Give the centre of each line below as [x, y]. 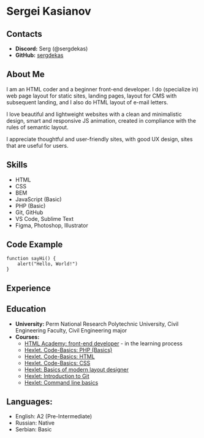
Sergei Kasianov [49, 11]
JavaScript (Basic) [38, 199]
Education [26, 309]
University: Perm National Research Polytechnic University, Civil [97, 324]
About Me [25, 75]
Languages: [30, 402]
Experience [28, 288]
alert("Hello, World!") [48, 264]
